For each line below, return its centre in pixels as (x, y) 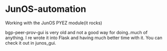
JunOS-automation (46, 9)
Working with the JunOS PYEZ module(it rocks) (54, 23)
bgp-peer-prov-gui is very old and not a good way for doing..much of (77, 32)
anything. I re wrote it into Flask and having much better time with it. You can (84, 38)
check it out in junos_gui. (31, 43)
